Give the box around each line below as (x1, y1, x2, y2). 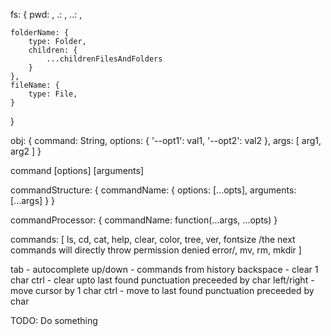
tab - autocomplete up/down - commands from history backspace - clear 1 (10, 264, 319, 275)
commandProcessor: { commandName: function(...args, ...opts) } (10, 214, 278, 226)
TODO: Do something (10, 315, 98, 326)
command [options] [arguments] (10, 165, 145, 176)
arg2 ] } (10, 145, 42, 157)
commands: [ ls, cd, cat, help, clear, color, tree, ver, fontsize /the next (10, 234, 296, 245)
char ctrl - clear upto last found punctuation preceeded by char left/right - (10, 274, 315, 286)
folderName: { (10, 28, 70, 38)
